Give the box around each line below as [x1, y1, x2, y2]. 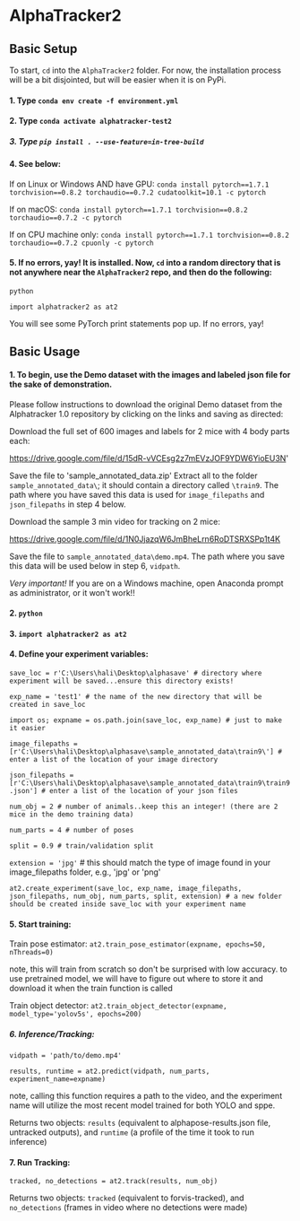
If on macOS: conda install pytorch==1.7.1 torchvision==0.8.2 [9, 204, 248, 214]
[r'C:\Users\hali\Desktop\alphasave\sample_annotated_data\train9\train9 [9, 778, 291, 788]
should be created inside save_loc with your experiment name [9, 899, 246, 909]
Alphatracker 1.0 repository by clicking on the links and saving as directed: [9, 408, 284, 419]
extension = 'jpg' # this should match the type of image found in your [9, 857, 271, 868]
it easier [9, 723, 47, 732]
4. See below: [9, 159, 61, 170]
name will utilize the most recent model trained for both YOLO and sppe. [9, 1100, 276, 1111]
